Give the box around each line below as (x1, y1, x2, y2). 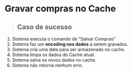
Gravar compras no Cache (5, 3, 116, 14)
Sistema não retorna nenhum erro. (12, 63, 83, 68)
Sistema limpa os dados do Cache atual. (12, 52, 95, 58)
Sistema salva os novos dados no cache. (12, 57, 96, 63)
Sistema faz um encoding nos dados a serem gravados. (12, 41, 128, 47)
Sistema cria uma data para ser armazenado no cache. (12, 47, 125, 52)
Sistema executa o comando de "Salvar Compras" (12, 36, 116, 42)
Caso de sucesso (17, 23, 72, 31)
